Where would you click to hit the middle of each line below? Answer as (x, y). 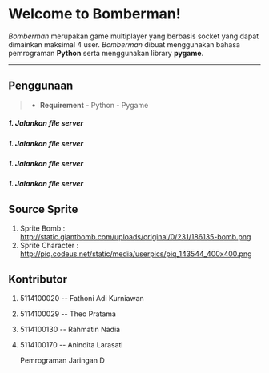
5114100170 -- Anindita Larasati (71, 345)
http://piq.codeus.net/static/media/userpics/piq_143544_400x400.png (136, 254)
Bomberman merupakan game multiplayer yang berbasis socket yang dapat (134, 36)
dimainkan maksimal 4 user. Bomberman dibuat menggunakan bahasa (124, 44)
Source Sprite (43, 209)
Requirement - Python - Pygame (94, 105)
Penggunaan (41, 86)
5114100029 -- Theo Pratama (68, 314)
